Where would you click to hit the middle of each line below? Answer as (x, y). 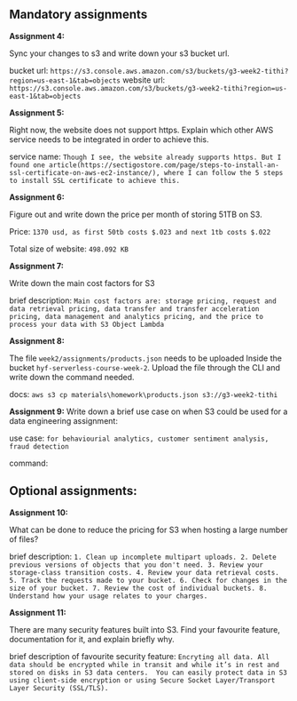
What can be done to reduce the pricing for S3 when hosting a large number (148, 530)
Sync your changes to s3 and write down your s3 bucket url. (120, 53)
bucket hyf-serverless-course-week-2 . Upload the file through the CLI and (145, 367)
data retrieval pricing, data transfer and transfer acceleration (134, 309)
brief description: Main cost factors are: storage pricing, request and (143, 300)
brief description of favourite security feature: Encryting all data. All (140, 656)
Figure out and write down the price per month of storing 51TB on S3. (136, 214)
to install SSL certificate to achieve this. (94, 180)
